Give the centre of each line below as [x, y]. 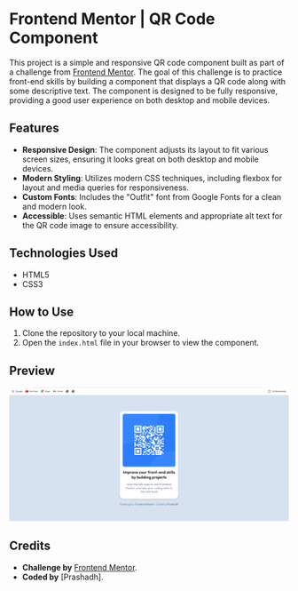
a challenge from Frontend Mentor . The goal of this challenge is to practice [146, 72]
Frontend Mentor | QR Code [112, 19]
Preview [32, 370]
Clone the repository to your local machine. [101, 333]
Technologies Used [63, 253]
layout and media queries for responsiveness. [105, 188]
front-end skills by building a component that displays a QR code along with [148, 81]
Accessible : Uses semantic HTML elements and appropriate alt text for [152, 216]
